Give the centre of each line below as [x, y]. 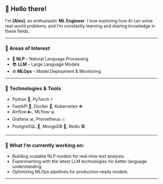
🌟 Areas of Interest [27, 48]
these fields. [17, 31]
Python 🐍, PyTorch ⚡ [33, 99]
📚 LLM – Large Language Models [46, 64]
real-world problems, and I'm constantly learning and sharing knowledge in [80, 26]
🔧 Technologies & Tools [33, 89]
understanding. [27, 166]
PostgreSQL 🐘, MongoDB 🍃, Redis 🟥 [49, 127]
